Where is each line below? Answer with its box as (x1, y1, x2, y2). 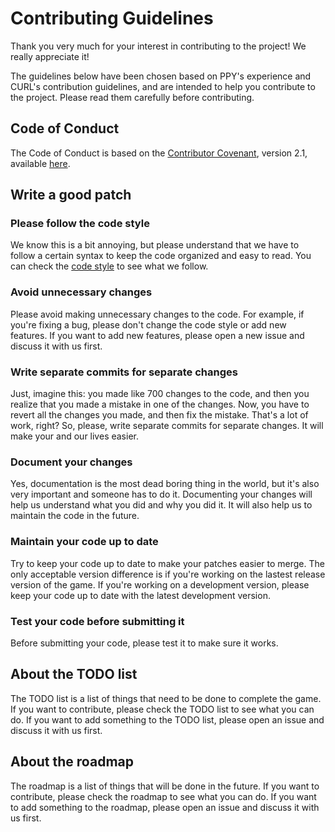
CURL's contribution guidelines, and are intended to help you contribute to (10, 80, 316, 92)
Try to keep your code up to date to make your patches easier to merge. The (10, 557, 325, 569)
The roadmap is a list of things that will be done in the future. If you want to (10, 780, 320, 792)
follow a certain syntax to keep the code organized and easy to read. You (10, 250, 312, 262)
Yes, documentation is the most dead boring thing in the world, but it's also (10, 478, 320, 490)
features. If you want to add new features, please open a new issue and (10, 329, 305, 341)
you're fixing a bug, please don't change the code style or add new (10, 318, 287, 331)
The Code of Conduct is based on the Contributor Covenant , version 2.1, (10, 147, 308, 159)
